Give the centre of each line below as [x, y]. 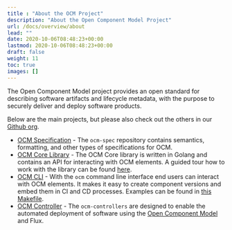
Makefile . [30, 198]
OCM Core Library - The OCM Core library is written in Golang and [112, 154]
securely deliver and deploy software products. [74, 106]
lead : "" [20, 33]
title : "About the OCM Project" [55, 13]
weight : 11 [23, 59]
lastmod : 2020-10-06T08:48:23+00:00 [60, 46]
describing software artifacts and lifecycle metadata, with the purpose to [111, 98]
